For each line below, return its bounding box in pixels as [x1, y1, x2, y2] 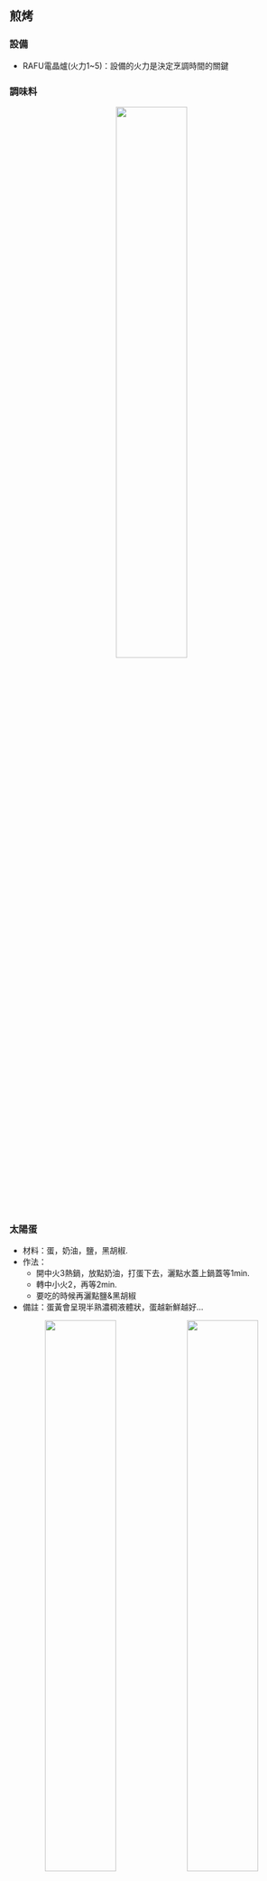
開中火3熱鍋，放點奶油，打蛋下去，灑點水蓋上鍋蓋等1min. [35, 1268, 250, 1279]
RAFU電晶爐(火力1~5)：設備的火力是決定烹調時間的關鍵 [22, 60, 229, 71]
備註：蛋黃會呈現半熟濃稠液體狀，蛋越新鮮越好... [22, 1301, 204, 1313]
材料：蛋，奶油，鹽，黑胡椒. [22, 1245, 128, 1256]
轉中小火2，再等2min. [35, 1279, 117, 1290]
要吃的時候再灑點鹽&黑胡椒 [35, 1290, 137, 1301]
